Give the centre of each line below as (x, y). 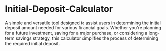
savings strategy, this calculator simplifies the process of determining (87, 38)
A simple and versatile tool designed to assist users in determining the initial (83, 23)
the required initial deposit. (33, 43)
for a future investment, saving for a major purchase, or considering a (76, 33)
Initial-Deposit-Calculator (59, 9)
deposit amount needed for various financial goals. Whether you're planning (83, 27)
